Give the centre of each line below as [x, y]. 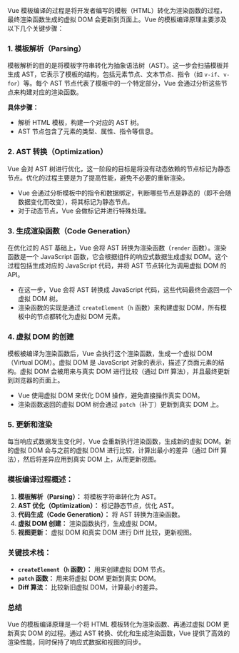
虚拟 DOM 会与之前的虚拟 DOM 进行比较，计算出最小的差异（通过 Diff [116, 450]
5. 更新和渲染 [30, 425]
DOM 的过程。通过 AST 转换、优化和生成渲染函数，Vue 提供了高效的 [129, 633]
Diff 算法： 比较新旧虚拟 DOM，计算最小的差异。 [90, 587]
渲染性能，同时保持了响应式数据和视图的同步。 [76, 642]
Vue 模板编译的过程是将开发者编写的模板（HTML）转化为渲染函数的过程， [117, 10]
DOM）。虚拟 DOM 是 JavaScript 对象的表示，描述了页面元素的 [127, 363]
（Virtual [20, 363]
